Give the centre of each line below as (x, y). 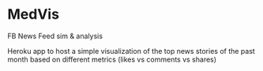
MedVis (34, 14)
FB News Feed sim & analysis (55, 36)
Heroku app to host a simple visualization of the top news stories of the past (131, 51)
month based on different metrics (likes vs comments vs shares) (112, 59)
